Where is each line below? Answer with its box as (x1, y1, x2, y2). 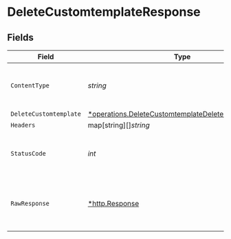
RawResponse (10, 200, 50, 207)
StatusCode (10, 149, 46, 157)
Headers (10, 121, 36, 129)
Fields (7, 32, 34, 43)
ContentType (10, 82, 50, 90)
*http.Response (87, 199, 140, 208)
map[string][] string (87, 121, 150, 129)
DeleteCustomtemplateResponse (7, 4, 201, 20)
